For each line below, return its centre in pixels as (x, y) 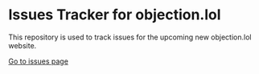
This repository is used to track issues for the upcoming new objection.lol (130, 37)
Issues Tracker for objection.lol (115, 15)
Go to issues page (38, 61)
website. (23, 45)
